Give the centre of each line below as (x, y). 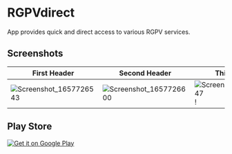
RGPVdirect (41, 13)
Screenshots (35, 54)
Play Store (30, 127)
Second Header (145, 73)
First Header (53, 73)
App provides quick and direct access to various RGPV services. (99, 32)
